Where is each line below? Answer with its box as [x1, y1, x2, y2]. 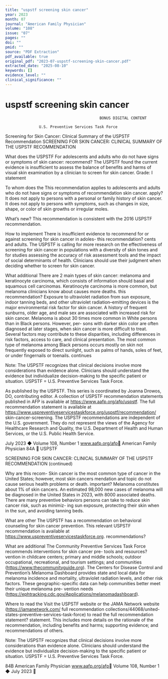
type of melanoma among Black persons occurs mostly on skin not [5, 342, 143, 348]
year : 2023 [5, 12, 28, 17]
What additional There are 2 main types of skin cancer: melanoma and [5, 272, 150, 279]
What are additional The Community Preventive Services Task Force [5, 543, 146, 549]
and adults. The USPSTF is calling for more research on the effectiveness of [5, 241, 162, 247]
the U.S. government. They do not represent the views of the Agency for [5, 420, 154, 426]
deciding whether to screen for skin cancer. [5, 262, 95, 268]
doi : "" [5, 40, 22, 45]
